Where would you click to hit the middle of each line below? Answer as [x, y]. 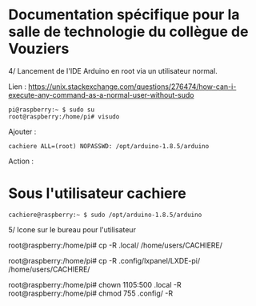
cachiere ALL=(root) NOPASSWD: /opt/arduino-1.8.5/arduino [109, 146]
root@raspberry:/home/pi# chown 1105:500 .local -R [95, 284]
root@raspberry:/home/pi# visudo [64, 117]
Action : [21, 161]
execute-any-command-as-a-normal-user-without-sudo [101, 95]
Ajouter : [22, 131]
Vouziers [39, 49]
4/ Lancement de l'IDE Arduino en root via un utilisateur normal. [113, 70]
